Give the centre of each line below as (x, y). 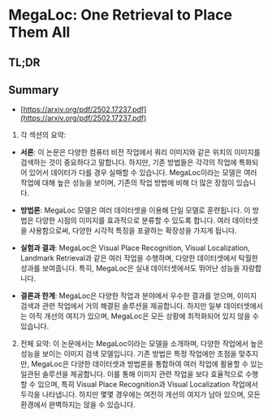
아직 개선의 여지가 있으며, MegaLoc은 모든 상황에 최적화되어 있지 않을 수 (144, 316)
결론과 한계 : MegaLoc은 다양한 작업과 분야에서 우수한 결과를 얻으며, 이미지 (138, 296)
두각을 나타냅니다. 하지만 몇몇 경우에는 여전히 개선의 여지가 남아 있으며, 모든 (140, 395)
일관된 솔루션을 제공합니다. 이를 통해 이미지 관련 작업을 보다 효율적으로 (132, 374)
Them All (39, 32)
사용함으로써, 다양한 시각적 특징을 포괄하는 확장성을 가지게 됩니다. (133, 230)
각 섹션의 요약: (43, 135)
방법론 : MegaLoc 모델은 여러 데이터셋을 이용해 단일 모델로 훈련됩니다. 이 (135, 210)
